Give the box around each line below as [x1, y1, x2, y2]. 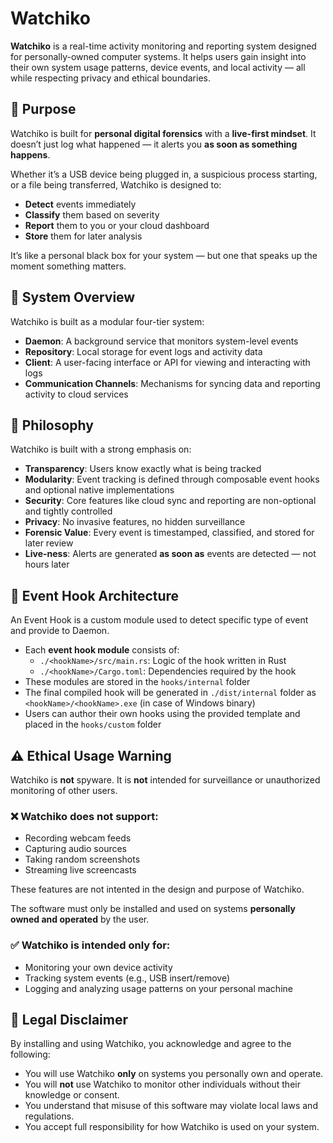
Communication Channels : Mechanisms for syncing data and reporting [24, 377, 321, 389]
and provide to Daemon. [10, 625, 110, 637]
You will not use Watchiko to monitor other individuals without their [24, 1078, 301, 1091]
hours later [24, 558, 70, 571]
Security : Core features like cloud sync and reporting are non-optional [24, 495, 317, 507]
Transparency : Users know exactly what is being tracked [24, 463, 262, 475]
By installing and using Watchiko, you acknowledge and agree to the [10, 1038, 292, 1050]
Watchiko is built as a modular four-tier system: [10, 315, 205, 327]
